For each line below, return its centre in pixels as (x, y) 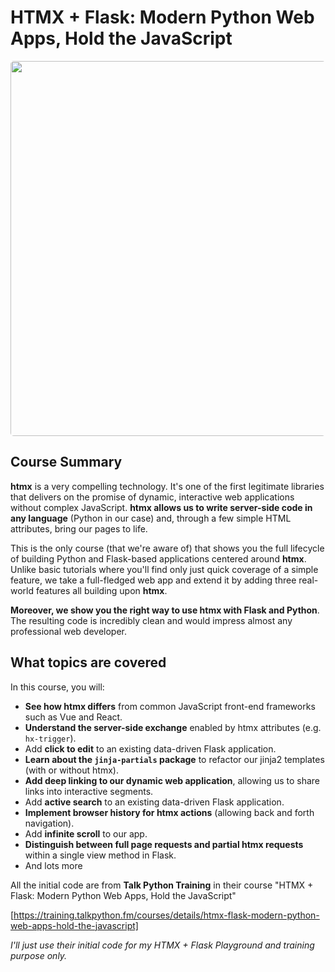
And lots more (53, 865)
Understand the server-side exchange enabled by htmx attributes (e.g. (173, 727)
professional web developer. (69, 631)
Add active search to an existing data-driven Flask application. (154, 802)
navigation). (49, 823)
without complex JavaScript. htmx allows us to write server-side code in (161, 507)
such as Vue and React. (73, 717)
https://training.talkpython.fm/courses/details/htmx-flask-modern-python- (166, 915)
